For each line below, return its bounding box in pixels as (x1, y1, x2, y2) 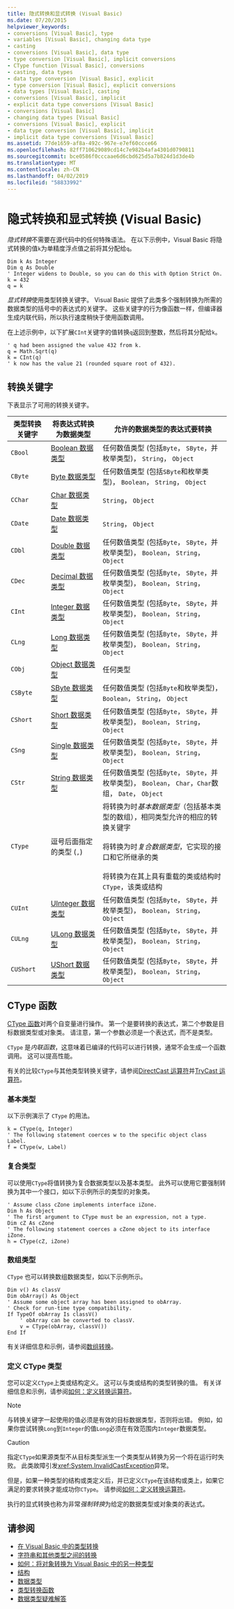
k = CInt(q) (7, 354, 42, 362)
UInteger (51, 898, 80, 908)
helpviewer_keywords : (7, 23, 70, 30)
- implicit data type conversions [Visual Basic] (7, 133, 155, 140)
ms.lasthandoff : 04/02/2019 (7, 172, 89, 179)
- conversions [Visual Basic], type (7, 29, 114, 37)
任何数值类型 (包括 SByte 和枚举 (102, 467, 202, 477)
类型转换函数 (17, 1585, 54, 1594)
